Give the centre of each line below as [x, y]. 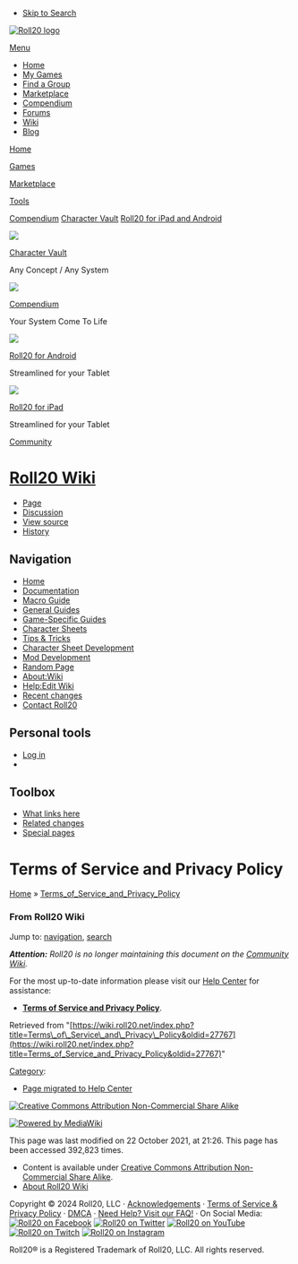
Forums [36, 112]
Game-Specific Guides [64, 619]
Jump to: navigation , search [60, 936]
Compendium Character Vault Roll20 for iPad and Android [115, 218]
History [36, 531]
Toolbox [32, 792]
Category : [28, 1071]
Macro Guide [46, 600]
